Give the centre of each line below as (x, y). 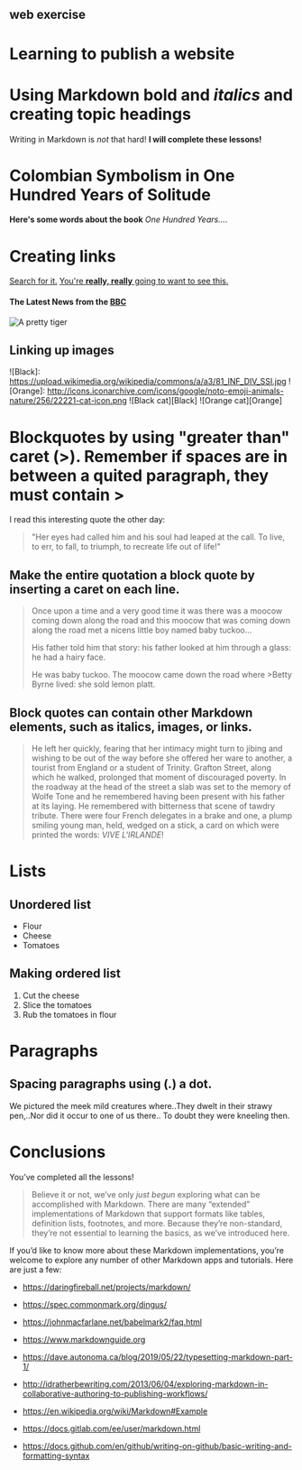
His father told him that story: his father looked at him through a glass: (161, 648)
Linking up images (62, 350)
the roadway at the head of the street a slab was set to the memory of (161, 786)
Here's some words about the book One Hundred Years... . (119, 219)
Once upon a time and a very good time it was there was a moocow (156, 611)
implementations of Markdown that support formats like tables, (148, 1214)
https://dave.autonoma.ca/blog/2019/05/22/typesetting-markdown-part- (157, 1356)
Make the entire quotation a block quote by (132, 575)
